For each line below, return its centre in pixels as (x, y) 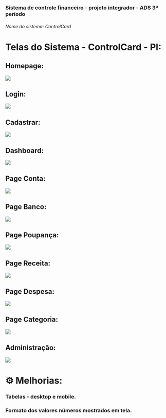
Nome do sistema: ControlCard (38, 26)
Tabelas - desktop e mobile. (41, 396)
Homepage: (24, 66)
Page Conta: (25, 179)
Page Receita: (28, 263)
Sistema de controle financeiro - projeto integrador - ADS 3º (82, 8)
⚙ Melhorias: (34, 380)
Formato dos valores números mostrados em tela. (69, 410)
